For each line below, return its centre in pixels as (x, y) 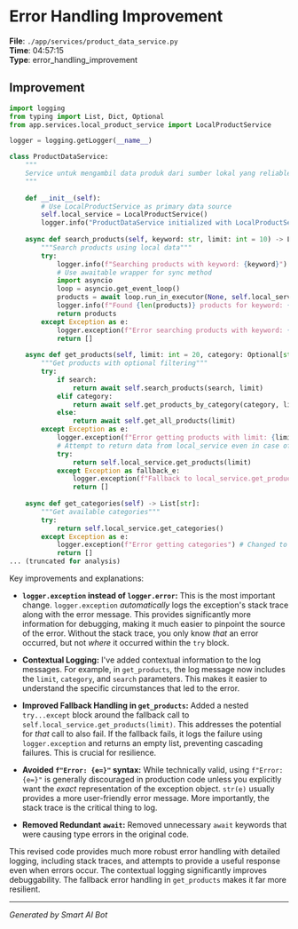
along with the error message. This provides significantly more (136, 614)
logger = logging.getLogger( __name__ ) (81, 141)
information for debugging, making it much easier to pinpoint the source (153, 624)
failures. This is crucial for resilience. (89, 753)
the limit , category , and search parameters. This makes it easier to (145, 679)
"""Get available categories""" (101, 512)
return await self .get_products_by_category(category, (176, 405)
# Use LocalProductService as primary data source (137, 206)
